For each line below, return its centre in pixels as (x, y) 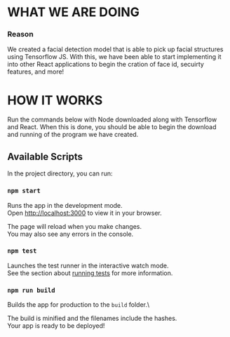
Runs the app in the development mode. (65, 205)
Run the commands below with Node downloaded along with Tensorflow (112, 119)
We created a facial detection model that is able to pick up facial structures (115, 49)
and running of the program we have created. (73, 135)
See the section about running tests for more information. (90, 273)
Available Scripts (45, 156)
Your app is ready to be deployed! (56, 326)
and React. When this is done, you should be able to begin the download (112, 127)
